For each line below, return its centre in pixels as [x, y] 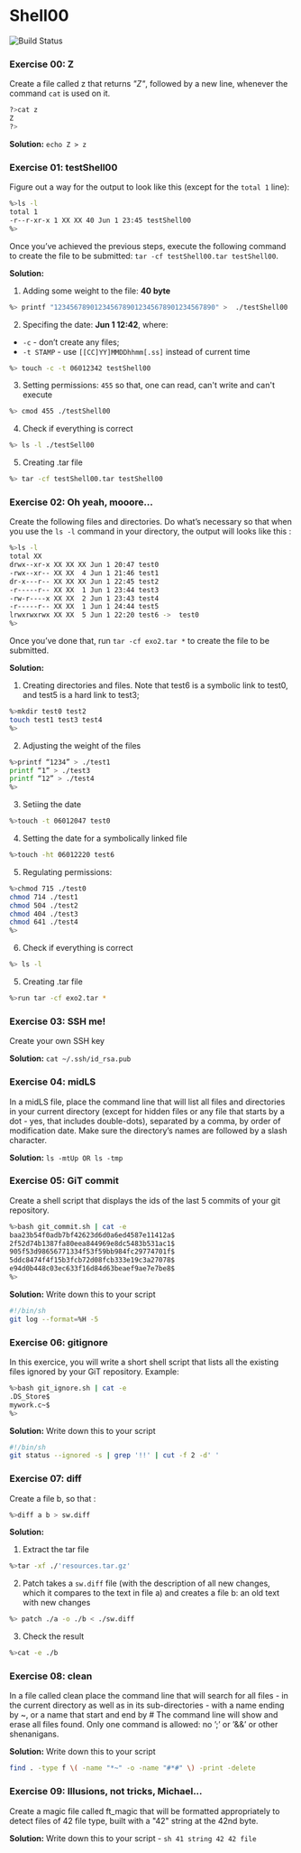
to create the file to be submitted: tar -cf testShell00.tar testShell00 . [144, 256]
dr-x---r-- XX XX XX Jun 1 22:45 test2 [84, 582]
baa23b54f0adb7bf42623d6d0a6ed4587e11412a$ [92, 1235]
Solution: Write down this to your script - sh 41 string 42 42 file [133, 1838]
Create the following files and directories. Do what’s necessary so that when [151, 522]
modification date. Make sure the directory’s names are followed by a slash [148, 1131]
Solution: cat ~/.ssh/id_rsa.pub [70, 1058]
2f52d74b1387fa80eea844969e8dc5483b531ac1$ [92, 1243]
